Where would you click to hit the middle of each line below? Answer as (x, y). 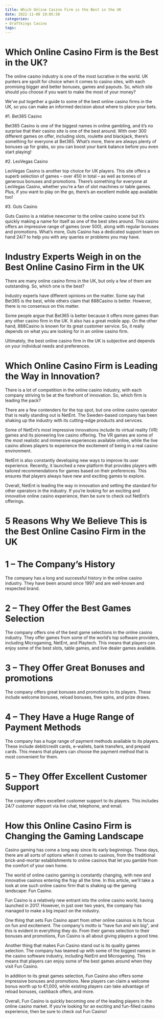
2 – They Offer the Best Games (68, 608)
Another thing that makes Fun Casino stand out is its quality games (72, 945)
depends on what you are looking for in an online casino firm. (67, 331)
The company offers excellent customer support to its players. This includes (82, 801)
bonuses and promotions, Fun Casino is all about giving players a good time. (82, 936)
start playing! (18, 152)
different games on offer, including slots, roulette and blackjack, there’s (77, 136)
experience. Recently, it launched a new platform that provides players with (81, 466)
